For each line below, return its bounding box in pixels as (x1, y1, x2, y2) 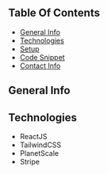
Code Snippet (19, 52, 65, 62)
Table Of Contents (8, 6, 101, 20)
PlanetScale (19, 149, 60, 158)
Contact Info (19, 61, 61, 70)
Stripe (19, 157, 40, 167)
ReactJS (19, 132, 48, 142)
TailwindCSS (19, 140, 62, 149)
